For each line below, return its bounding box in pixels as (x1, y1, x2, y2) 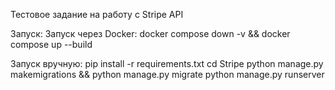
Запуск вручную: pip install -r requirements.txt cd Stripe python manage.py (10, 58, 324, 69)
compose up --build (10, 39, 93, 50)
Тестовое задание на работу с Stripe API (10, 9, 184, 20)
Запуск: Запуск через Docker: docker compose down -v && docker (10, 28, 291, 39)
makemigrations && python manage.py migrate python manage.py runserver (10, 69, 325, 80)
